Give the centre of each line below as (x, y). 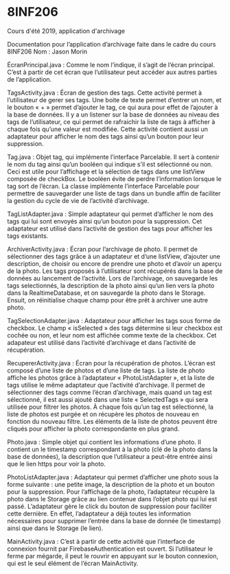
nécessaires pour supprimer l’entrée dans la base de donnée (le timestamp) (114, 521)
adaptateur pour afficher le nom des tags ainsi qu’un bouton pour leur (106, 136)
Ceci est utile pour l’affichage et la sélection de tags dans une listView (106, 171)
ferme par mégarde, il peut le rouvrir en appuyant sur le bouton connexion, (113, 555)
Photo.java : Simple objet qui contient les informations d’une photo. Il (104, 442)
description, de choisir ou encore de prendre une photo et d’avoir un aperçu (114, 263)
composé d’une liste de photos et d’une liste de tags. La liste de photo (106, 370)
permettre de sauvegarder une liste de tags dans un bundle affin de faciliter (114, 193)
